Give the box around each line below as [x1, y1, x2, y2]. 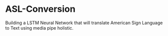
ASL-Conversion [5, 3, 75, 15]
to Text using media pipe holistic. [5, 25, 74, 31]
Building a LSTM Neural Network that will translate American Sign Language [5, 20, 163, 26]
